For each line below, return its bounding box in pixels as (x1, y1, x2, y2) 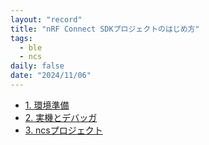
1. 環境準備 (24, 99, 70, 111)
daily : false (10, 61, 65, 71)
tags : (10, 33, 33, 43)
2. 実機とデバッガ (24, 111, 98, 123)
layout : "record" (10, 14, 83, 25)
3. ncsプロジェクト (24, 124, 103, 136)
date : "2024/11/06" (10, 71, 92, 81)
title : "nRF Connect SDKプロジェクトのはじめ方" (10, 24, 200, 34)
